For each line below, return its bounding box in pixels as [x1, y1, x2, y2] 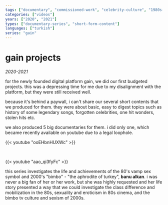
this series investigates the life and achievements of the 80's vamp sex [5, 168, 151, 174]
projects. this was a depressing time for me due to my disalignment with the [5, 83, 161, 89]
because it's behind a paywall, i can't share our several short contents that [5, 98, 159, 104]
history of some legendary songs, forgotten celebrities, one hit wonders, [5, 109, 154, 115]
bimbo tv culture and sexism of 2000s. [5, 194, 85, 200]
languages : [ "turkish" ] [5, 26, 55, 31]
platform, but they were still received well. [5, 88, 91, 95]
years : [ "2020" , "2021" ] [5, 16, 57, 21]
